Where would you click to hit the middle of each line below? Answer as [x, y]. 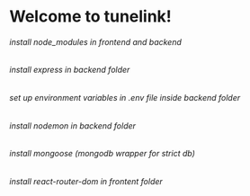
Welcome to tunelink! [91, 17]
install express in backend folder [70, 70]
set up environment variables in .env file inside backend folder [125, 98]
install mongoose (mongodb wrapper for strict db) [103, 154]
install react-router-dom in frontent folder [86, 181]
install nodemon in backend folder [73, 125]
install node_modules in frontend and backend [96, 41]
